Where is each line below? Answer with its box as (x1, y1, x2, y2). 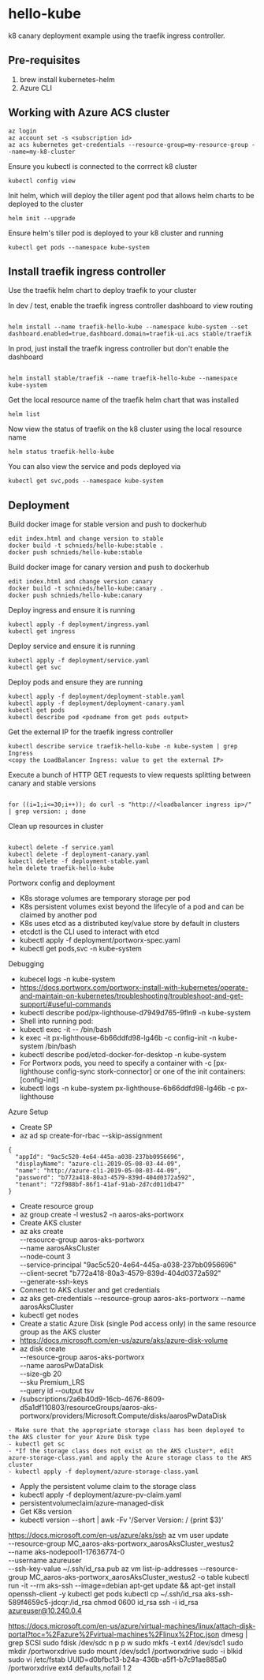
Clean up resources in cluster (8, 822, 104, 831)
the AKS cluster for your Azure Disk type (8, 1434, 150, 1442)
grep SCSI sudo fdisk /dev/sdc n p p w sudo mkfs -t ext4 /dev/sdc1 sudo (8, 1638, 244, 1648)
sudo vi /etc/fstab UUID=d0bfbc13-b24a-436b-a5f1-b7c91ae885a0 (8, 1655, 227, 1664)
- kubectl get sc (8, 1440, 65, 1449)
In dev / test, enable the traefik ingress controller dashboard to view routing (8, 301, 254, 310)
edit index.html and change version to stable (8, 534, 164, 543)
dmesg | (221, 1629, 248, 1639)
